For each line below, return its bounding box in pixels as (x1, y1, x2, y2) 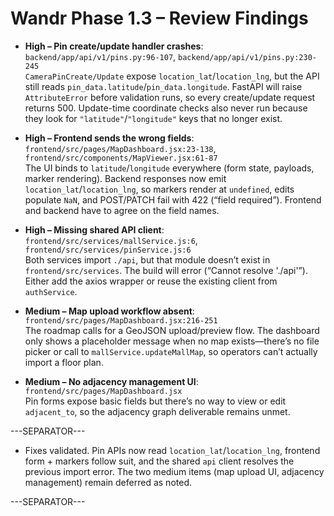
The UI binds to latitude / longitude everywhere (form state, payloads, (24, 162, 315, 174)
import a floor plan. (24, 356, 104, 368)
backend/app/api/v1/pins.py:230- (178, 52, 317, 62)
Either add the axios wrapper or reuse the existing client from (24, 275, 278, 287)
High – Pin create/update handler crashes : (24, 40, 204, 52)
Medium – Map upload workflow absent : (24, 305, 195, 317)
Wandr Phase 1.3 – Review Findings (10, 7, 309, 30)
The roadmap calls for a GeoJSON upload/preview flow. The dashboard (24, 324, 320, 336)
